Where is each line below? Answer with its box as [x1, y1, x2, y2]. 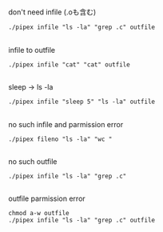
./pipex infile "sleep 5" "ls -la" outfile [8, 98, 156, 106]
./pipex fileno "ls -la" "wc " [8, 135, 113, 143]
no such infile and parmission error [8, 119, 124, 129]
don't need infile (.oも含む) [8, 7, 97, 17]
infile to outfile [8, 45, 56, 54]
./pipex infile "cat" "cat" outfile [8, 60, 130, 69]
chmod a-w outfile [8, 210, 70, 218]
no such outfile [8, 156, 58, 166]
